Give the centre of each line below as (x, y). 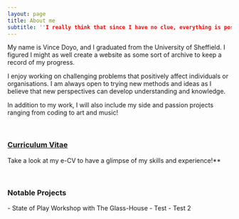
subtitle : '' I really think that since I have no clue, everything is (114, 27)
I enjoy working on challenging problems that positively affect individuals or (118, 76)
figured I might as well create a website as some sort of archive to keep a (115, 55)
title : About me (31, 21)
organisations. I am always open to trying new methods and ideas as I (110, 84)
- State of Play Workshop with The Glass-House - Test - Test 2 (99, 208)
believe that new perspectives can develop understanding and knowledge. (117, 91)
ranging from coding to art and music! (63, 113)
